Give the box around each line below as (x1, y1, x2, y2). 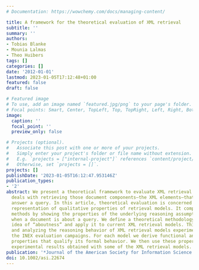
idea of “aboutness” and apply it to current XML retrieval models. (11, 222, 184, 228)
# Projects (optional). (6, 139, 65, 145)
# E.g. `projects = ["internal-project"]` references (6, 156, 147, 162)
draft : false (6, 85, 38, 92)
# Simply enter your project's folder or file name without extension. (6, 151, 192, 157)
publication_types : (6, 178, 54, 184)
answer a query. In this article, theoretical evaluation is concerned (11, 200, 192, 206)
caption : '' (11, 118, 41, 124)
